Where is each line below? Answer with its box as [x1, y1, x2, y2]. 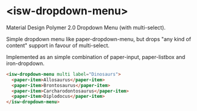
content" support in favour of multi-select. [6, 42, 110, 49]
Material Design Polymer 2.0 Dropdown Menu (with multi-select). [6, 24, 166, 31]
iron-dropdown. [6, 60, 45, 67]
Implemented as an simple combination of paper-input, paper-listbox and [6, 53, 186, 60]
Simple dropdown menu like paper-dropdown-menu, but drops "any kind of [6, 35, 192, 42]
